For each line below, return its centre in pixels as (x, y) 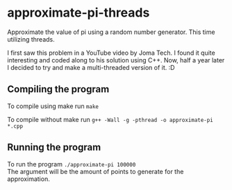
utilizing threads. (31, 39)
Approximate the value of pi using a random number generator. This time (111, 32)
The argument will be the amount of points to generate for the (96, 171)
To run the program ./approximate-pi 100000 (72, 164)
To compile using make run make (53, 106)
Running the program (54, 147)
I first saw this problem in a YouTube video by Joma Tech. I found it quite (111, 53)
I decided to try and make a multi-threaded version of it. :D (91, 67)
